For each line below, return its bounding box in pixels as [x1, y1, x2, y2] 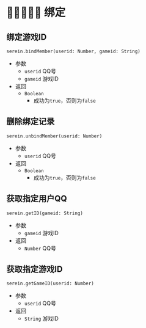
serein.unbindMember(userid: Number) [6, 133, 103, 139]
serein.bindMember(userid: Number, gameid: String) [6, 48, 141, 54]
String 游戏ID [24, 315, 59, 323]
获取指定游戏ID [6, 264, 63, 275]
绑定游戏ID [6, 32, 47, 42]
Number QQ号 [24, 244, 56, 252]
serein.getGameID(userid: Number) [6, 280, 95, 287]
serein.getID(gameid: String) [6, 210, 84, 216]
